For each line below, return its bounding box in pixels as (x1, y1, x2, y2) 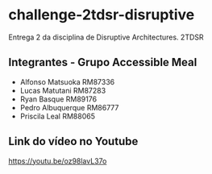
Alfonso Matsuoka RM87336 (19, 77, 115, 86)
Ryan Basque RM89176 (19, 94, 98, 104)
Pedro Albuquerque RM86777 (19, 102, 119, 112)
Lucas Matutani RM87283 (19, 85, 106, 95)
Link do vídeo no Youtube (8, 135, 139, 148)
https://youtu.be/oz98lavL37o (8, 155, 107, 166)
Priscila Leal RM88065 (19, 111, 95, 121)
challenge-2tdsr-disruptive (8, 6, 195, 24)
